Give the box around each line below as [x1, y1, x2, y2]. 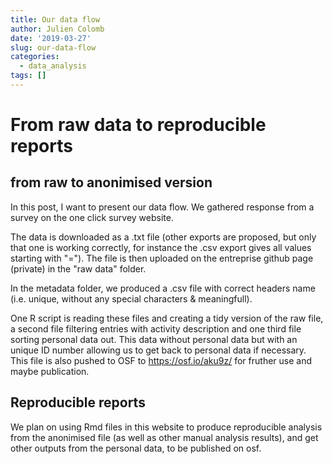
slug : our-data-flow [10, 42, 97, 53]
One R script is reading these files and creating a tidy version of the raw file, [10, 312, 324, 324]
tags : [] [10, 71, 47, 81]
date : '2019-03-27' [10, 33, 92, 43]
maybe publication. [10, 365, 90, 377]
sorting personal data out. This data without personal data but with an [10, 333, 298, 345]
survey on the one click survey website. [10, 211, 174, 223]
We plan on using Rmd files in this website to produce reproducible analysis [10, 421, 323, 433]
